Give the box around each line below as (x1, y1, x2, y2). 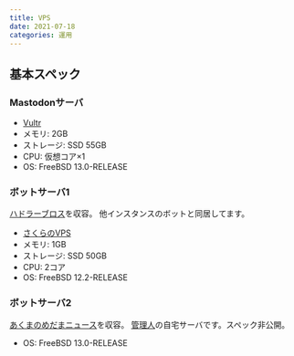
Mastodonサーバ (9, 96, 84, 109)
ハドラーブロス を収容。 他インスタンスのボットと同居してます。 (9, 208, 250, 219)
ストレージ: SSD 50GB (22, 250, 108, 261)
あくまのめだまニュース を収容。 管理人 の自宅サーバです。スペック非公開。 (9, 319, 290, 330)
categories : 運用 (9, 30, 73, 39)
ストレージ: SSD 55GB (22, 140, 107, 151)
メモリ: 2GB (22, 129, 68, 140)
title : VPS (9, 13, 51, 23)
